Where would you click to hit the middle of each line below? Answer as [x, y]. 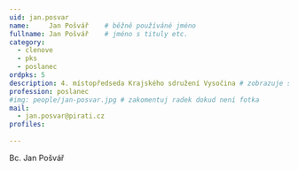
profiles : [27, 125]
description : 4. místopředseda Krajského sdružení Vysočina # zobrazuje [146, 83]
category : [27, 42]
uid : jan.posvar [39, 17]
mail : [19, 108]
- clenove [35, 50]
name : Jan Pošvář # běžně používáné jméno [103, 26]
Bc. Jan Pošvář [37, 158]
